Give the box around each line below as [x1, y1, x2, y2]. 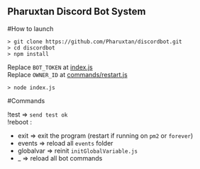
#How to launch [7, 24, 54, 33]
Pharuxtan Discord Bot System [7, 6, 146, 18]
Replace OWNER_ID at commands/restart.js [7, 70, 128, 78]
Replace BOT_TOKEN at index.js [7, 63, 94, 71]
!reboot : [7, 117, 33, 126]
